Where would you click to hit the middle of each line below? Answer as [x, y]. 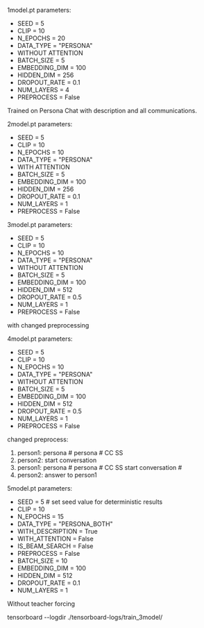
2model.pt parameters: [40, 124]
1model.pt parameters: [39, 10]
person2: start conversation [57, 460]
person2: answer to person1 [57, 475]
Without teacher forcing [41, 604]
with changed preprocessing [48, 325]
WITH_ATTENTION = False [55, 538]
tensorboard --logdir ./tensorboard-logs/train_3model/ [85, 617]
